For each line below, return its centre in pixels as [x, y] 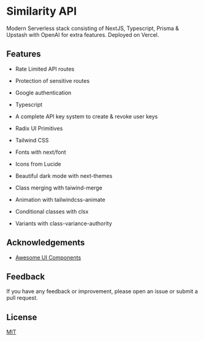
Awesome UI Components [48, 257]
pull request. [22, 298]
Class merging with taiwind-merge [59, 188]
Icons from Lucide [38, 164]
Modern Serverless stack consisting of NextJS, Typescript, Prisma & [93, 28]
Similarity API [42, 11]
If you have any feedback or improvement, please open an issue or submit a [102, 291]
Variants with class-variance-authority [63, 223]
